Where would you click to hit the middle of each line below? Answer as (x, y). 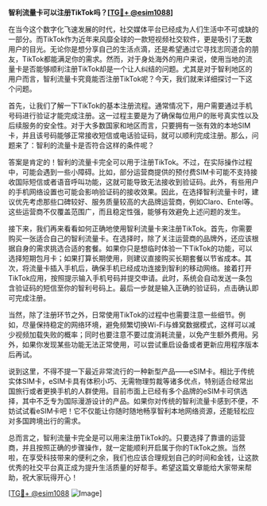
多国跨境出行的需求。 (50, 421)
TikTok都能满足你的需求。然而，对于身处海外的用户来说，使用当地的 (134, 59)
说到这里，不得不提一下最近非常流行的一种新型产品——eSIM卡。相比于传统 (132, 371)
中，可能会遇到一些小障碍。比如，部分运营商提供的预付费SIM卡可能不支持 (130, 172)
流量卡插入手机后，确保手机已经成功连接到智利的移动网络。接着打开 (140, 268)
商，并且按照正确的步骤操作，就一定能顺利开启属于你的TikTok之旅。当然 (127, 448)
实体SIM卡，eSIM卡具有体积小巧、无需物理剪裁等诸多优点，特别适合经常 (127, 381)
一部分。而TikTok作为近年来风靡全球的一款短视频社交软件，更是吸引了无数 (130, 39)
